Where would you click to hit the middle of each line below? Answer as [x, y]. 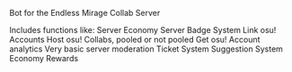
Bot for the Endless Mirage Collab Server [85, 13]
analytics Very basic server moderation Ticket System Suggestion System [146, 49]
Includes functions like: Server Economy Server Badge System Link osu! [143, 30]
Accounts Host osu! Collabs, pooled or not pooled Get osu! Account [135, 40]
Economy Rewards [44, 58]
